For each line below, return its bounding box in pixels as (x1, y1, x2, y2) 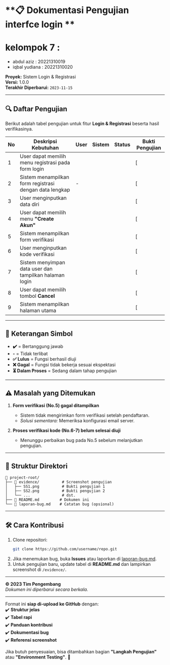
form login (20, 165, 45, 172)
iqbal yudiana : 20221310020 (12, 64, 73, 70)
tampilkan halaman (20, 272, 65, 279)
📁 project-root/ (5, 475, 39, 480)
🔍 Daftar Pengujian (5, 105, 67, 113)
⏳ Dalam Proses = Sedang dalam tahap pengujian (12, 368, 117, 374)
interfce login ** (5, 19, 75, 30)
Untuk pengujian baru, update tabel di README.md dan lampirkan (12, 561, 151, 567)
